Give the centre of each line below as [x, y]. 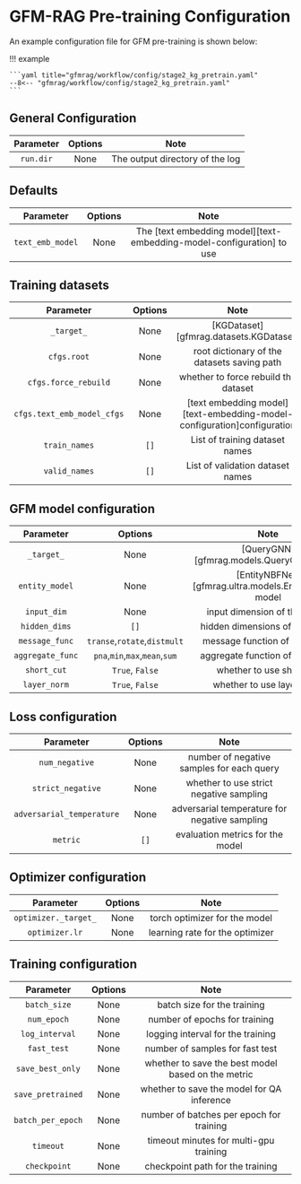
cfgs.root [69, 357]
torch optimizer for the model [211, 918]
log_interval [48, 1034]
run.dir [37, 158]
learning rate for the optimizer [211, 932]
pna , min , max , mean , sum [135, 656]
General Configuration [73, 118]
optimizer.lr [55, 932]
